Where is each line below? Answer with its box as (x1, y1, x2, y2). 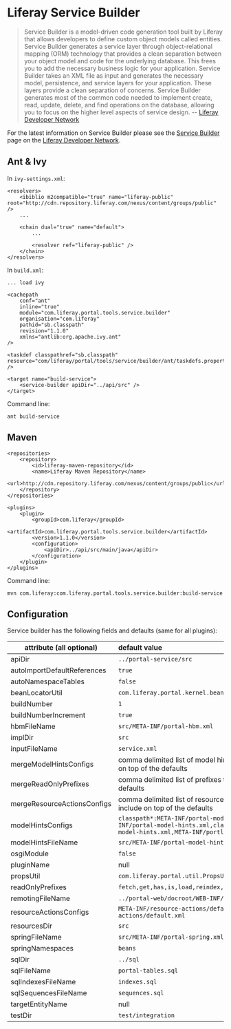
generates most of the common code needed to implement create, (23, 93, 213, 101)
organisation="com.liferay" (19, 315, 100, 322)
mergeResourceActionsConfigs (10, 799, 112, 809)
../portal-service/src (118, 655, 192, 664)
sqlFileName (10, 966, 52, 975)
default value (118, 643, 163, 653)
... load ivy (7, 279, 45, 286)
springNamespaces (10, 944, 74, 953)
